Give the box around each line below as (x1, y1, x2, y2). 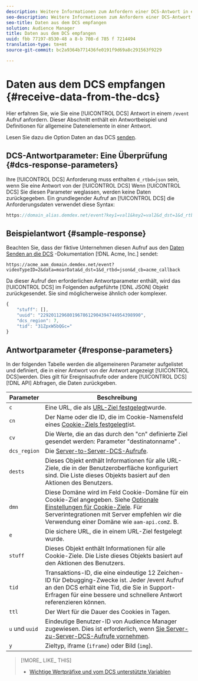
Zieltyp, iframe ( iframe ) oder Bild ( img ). (45, 641, 153, 650)
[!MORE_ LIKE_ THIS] (20, 657, 72, 664)
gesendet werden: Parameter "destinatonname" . (45, 437, 181, 446)
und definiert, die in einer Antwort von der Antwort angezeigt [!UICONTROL (6, 367, 190, 374)
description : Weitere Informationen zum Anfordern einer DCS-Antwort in (6, 8, 189, 15)
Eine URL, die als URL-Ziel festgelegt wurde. (45, 404, 167, 412)
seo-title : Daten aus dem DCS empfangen (6, 19, 107, 25)
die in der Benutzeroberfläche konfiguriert (61, 464, 179, 472)
